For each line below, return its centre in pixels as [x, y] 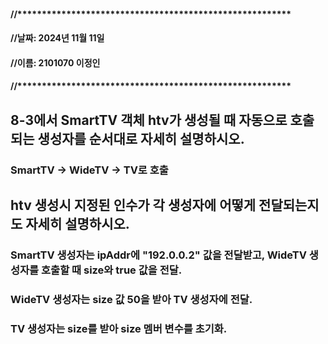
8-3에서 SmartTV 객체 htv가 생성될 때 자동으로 [149, 120]
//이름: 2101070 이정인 [55, 62]
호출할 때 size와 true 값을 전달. [112, 270]
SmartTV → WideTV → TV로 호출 [89, 170]
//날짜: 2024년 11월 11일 [57, 38]
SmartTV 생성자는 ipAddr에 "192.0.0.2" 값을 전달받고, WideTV [158, 255]
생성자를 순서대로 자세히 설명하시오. [141, 138]
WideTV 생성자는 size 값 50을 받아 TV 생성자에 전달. [131, 299]
